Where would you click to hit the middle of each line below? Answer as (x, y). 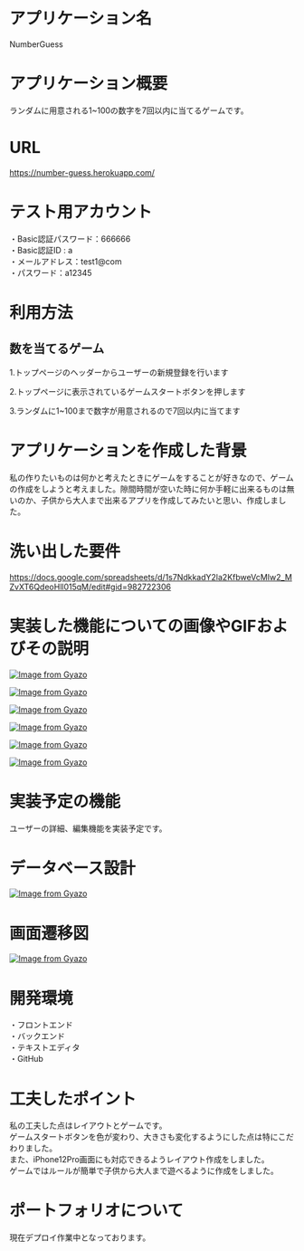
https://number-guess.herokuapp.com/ (82, 172)
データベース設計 (72, 868)
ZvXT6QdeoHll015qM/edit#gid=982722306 (90, 587)
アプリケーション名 (81, 19)
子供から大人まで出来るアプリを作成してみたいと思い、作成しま (159, 500)
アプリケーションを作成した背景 (128, 450)
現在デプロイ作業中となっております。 (80, 1237)
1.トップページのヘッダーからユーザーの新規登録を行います (119, 372)
